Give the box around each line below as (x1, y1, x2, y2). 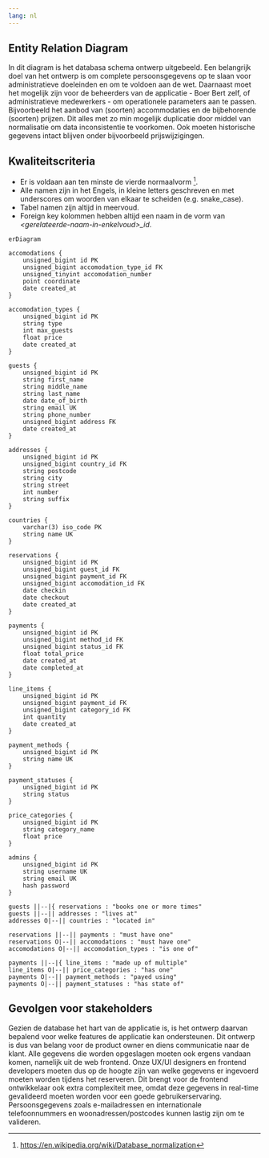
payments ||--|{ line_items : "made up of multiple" (8, 959, 188, 967)
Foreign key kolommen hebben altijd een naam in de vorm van (19, 210, 226, 221)
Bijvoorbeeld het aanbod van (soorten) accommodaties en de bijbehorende (8, 105, 256, 115)
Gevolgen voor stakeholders (8, 1001, 153, 1016)
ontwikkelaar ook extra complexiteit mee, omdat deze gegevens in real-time (8, 1083, 259, 1092)
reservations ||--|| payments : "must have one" (8, 931, 174, 939)
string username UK (22, 867, 88, 875)
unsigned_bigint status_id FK (22, 642, 124, 650)
